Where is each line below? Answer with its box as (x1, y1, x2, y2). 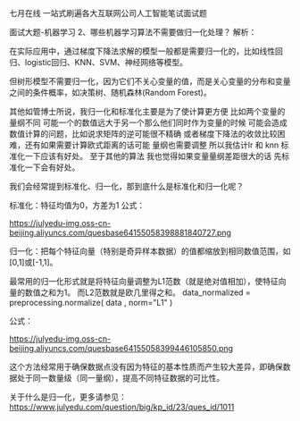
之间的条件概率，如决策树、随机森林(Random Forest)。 (9, 88, 212, 97)
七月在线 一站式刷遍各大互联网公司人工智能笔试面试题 (9, 8, 207, 18)
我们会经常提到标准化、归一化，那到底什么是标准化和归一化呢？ (9, 181, 244, 191)
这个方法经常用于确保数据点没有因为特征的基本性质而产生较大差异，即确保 (9, 361, 283, 372)
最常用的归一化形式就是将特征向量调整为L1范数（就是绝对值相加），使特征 (9, 276, 279, 286)
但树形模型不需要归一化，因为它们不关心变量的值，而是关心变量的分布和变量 (9, 76, 291, 87)
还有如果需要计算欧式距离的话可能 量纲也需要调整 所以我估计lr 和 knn (24, 139, 279, 150)
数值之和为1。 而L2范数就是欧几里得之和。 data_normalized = (24, 287, 252, 298)
